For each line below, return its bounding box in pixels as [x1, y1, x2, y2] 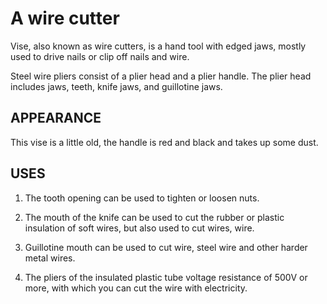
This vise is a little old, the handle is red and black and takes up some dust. [10, 136, 319, 148]
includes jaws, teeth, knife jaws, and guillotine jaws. [10, 80, 223, 92]
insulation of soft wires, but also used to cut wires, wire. [24, 222, 255, 234]
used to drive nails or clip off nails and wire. [10, 50, 190, 62]
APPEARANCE [10, 110, 102, 127]
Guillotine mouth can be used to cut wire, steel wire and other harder [24, 241, 308, 253]
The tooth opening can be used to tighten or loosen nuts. [24, 192, 260, 204]
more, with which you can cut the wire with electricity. [24, 282, 248, 294]
